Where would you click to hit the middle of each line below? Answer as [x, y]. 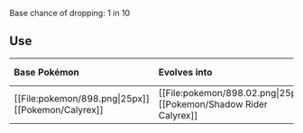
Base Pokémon [46, 72]
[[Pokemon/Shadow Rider [213, 104]
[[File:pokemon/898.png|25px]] [82, 98]
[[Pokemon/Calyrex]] [59, 110]
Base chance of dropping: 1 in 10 [70, 13]
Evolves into [185, 72]
